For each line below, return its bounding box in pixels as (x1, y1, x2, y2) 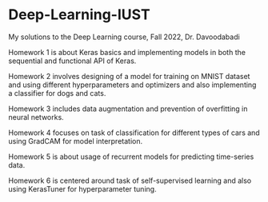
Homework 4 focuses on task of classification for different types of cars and (8, 128, 260, 137)
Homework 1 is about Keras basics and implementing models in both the (8, 47, 246, 57)
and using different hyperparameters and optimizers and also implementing (8, 80, 257, 89)
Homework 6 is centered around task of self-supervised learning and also (8, 176, 252, 185)
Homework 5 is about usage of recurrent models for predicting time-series (8, 152, 254, 161)
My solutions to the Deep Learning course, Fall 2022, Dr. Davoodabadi (8, 32, 240, 42)
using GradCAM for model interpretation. (8, 136, 143, 145)
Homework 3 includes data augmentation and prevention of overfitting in (8, 104, 248, 113)
